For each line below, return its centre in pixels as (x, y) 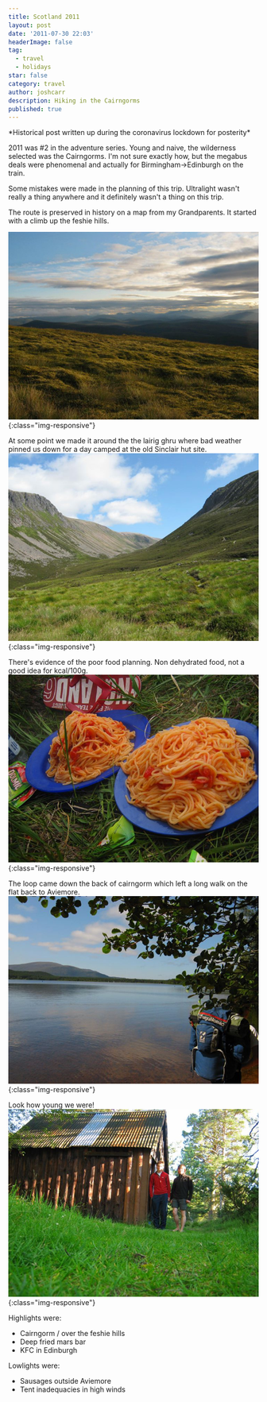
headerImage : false (41, 42)
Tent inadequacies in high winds (72, 1389)
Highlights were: (35, 1318)
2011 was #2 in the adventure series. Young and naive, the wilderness (122, 148)
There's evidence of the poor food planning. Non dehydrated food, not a (126, 662)
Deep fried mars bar (52, 1342)
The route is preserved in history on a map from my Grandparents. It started (132, 212)
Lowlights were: (34, 1365)
